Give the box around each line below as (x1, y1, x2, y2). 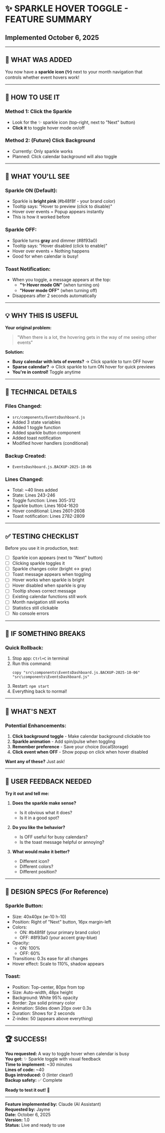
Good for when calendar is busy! (12, 253, 79, 259)
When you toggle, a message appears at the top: (12, 277, 111, 283)
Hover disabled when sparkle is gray (12, 582, 86, 589)
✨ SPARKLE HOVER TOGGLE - (5, 3, 129, 14)
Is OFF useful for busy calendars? (19, 833, 88, 840)
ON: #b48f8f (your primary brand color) (19, 929, 101, 935)
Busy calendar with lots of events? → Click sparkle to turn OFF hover (12, 358, 154, 365)
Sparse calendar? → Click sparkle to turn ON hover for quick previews (12, 364, 156, 369)
